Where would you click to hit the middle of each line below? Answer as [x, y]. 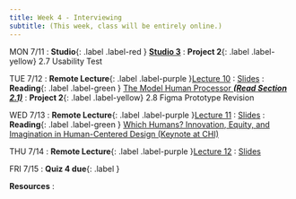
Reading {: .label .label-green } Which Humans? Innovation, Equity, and [140, 124]
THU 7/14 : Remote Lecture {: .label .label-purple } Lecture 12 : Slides [135, 151]
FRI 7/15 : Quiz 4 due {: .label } [65, 169]
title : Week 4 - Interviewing [66, 17]
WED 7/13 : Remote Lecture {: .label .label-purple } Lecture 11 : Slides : [137, 115]
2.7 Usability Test [71, 61]
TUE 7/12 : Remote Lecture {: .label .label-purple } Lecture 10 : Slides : [137, 78]
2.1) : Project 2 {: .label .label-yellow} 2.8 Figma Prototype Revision [132, 97]
